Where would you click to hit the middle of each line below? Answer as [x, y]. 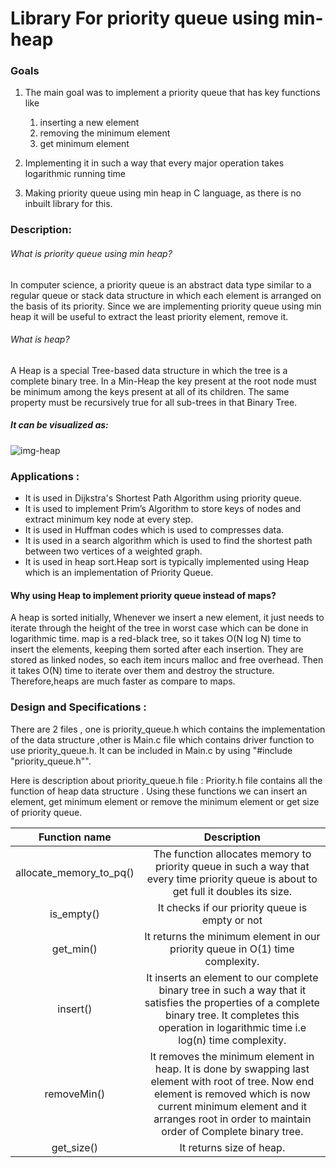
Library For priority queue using [145, 18]
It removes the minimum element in [232, 1056]
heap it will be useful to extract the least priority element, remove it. [149, 316]
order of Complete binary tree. [232, 1131]
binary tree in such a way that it [232, 990]
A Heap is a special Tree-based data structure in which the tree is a [149, 370]
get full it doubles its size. [232, 891]
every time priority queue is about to [232, 879]
